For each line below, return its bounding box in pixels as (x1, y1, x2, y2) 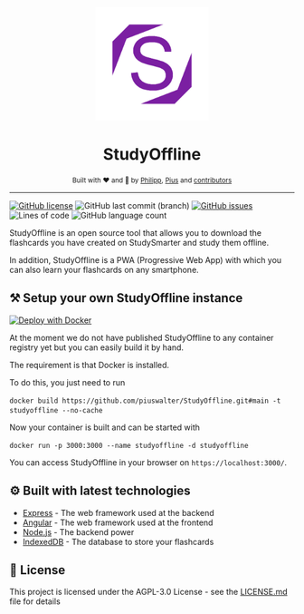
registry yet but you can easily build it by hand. (9, 342, 184, 353)
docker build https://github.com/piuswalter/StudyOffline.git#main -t (9, 396, 281, 405)
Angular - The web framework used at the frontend (22, 517, 214, 528)
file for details (9, 596, 61, 607)
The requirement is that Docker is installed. (9, 359, 170, 370)
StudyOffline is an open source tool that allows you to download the (9, 227, 262, 238)
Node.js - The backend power (22, 526, 135, 537)
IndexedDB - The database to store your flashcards (22, 536, 214, 547)
